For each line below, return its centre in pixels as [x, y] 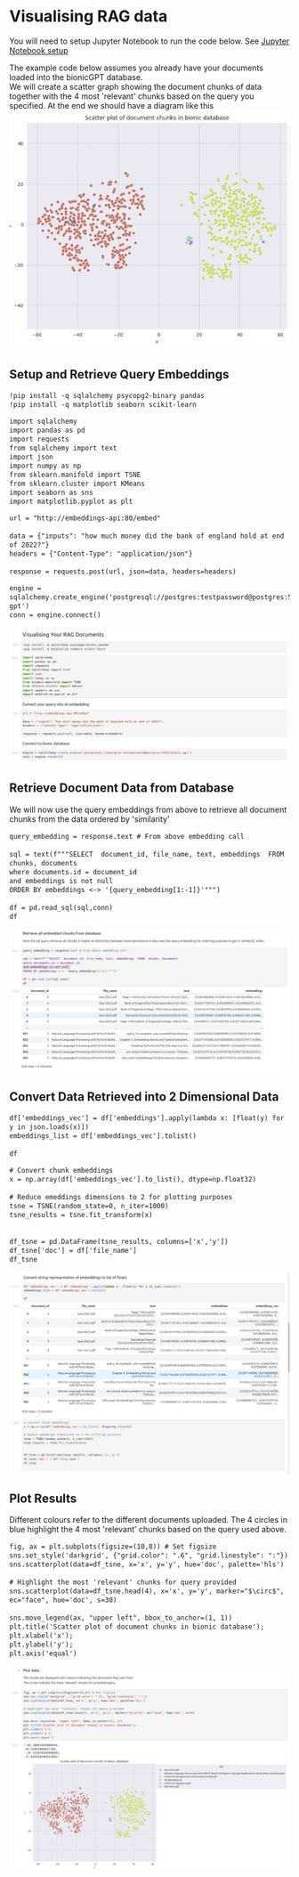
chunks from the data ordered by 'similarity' [90, 819]
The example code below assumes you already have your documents [137, 68]
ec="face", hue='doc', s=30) [63, 1600]
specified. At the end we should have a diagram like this [112, 105]
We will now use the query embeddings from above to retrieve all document [148, 809]
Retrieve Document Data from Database [121, 788]
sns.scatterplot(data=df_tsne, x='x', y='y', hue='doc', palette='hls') [147, 1564]
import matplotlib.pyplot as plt [71, 502]
